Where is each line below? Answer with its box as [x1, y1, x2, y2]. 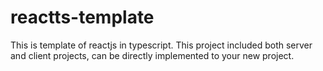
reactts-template [10, 6, 155, 29]
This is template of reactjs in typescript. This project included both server [10, 39, 313, 51]
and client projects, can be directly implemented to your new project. [10, 49, 295, 61]
